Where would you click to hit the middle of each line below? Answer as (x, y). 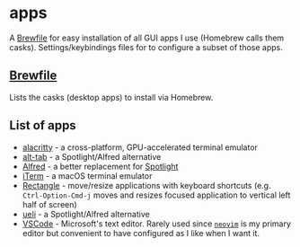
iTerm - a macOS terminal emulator (87, 176)
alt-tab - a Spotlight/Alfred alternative (92, 156)
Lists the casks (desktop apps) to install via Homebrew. (111, 97)
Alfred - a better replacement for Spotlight (100, 166)
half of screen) (50, 204)
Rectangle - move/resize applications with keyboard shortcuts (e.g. (146, 185)
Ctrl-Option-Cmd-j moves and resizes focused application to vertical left (156, 195)
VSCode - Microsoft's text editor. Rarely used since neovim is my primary (157, 224)
